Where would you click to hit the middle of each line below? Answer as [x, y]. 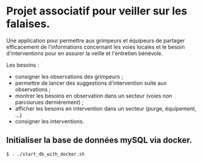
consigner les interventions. [49, 121]
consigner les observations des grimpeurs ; [69, 76]
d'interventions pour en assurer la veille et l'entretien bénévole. [84, 53]
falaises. [28, 24]
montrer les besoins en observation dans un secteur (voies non [93, 96]
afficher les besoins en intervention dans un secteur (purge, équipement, [106, 108]
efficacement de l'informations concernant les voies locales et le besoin [96, 47]
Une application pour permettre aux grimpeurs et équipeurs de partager [96, 40]
